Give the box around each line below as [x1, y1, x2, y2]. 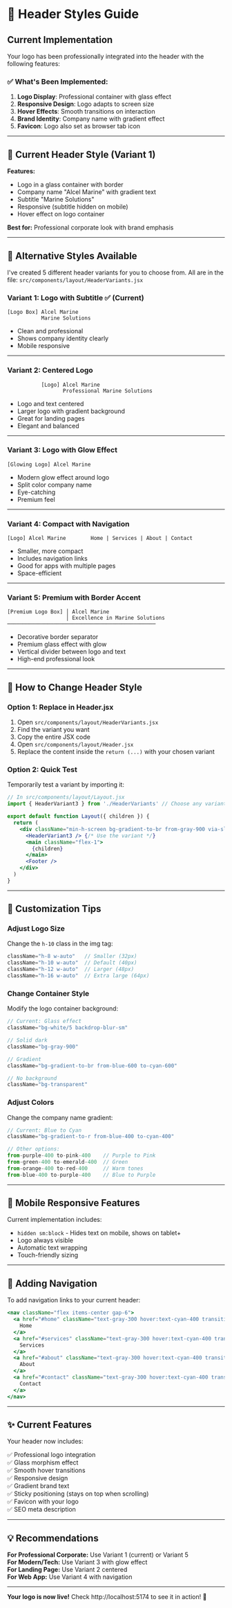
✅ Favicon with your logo [7, 1497, 79, 1506]
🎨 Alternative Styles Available [7, 250, 137, 262]
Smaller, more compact [17, 547, 84, 555]
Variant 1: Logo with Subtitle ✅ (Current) [7, 292, 144, 302]
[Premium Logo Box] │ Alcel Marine [7, 609, 110, 615]
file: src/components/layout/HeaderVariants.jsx [7, 275, 144, 283]
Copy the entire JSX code [17, 733, 91, 741]
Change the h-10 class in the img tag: [7, 939, 113, 948]
